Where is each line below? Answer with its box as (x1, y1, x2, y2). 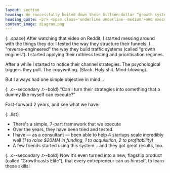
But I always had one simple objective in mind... (5, 76, 105, 82)
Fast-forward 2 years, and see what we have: (5, 102, 100, 108)
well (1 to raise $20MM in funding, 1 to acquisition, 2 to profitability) (12, 137, 153, 143)
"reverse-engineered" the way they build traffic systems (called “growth (5, 46, 156, 52)
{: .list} (5, 111, 19, 117)
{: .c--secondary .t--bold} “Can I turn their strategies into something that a (5, 87, 160, 93)
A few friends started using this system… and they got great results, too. (12, 143, 163, 149)
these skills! (5, 163, 30, 169)
